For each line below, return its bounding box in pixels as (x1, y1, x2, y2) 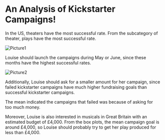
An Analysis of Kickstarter (5, 3, 116, 15)
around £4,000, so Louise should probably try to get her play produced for (5, 124, 157, 130)
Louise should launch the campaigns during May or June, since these (5, 54, 146, 60)
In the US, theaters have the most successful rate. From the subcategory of (5, 30, 158, 36)
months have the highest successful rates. (5, 60, 91, 66)
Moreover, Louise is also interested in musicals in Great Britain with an (5, 113, 147, 119)
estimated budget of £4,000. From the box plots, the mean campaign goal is (5, 119, 160, 125)
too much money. (5, 104, 41, 110)
